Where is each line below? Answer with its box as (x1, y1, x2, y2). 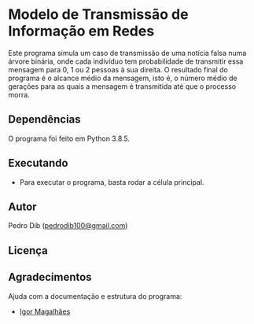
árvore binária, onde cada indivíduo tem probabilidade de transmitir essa (8, 57, 244, 66)
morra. (8, 90, 30, 99)
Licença (8, 244, 49, 257)
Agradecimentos (8, 271, 92, 284)
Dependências (8, 112, 81, 127)
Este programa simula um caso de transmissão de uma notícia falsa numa (8, 48, 247, 57)
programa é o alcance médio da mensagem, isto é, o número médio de (8, 73, 237, 83)
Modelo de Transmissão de (8, 6, 189, 24)
